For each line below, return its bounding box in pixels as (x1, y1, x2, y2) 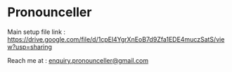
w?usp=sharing (7, 42, 53, 51)
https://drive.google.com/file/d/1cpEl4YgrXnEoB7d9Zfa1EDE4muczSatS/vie (7, 35, 225, 43)
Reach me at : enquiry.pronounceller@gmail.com (7, 56, 149, 64)
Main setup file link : (7, 28, 65, 36)
